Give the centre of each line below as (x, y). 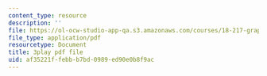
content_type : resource (48, 15)
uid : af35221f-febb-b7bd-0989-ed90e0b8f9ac (81, 60)
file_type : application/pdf (55, 38)
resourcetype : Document (48, 45)
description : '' (35, 23)
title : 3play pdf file (46, 52)
